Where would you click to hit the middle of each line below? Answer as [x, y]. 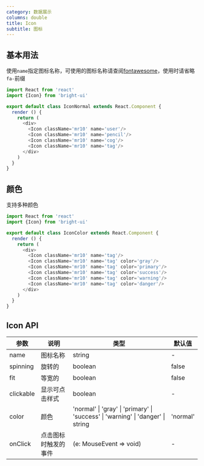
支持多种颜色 [22, 205]
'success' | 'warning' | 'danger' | [119, 416]
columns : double [27, 18]
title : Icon [21, 23]
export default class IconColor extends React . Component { [83, 233]
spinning [22, 366]
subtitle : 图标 [25, 29]
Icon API [22, 325]
